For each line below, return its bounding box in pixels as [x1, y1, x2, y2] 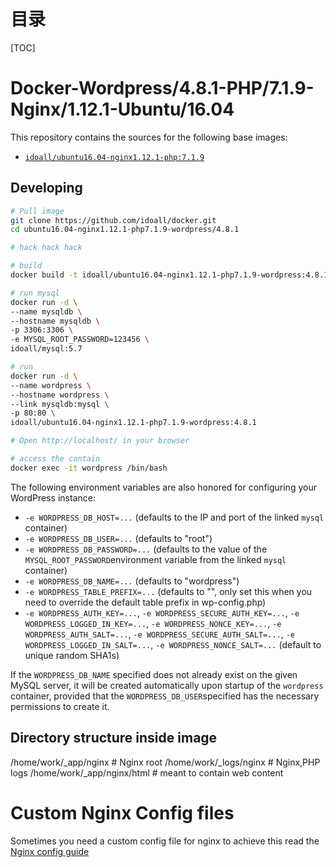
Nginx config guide [10, 845, 90, 857]
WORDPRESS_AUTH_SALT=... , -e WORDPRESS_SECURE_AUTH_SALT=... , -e [24, 628, 295, 640]
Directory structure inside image [10, 730, 218, 747]
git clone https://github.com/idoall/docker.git [10, 215, 217, 225]
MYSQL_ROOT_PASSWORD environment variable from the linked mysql [24, 553, 287, 565]
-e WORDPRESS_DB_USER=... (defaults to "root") [24, 532, 213, 544]
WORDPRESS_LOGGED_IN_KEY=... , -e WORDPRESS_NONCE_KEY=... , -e [24, 617, 282, 629]
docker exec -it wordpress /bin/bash [10, 463, 168, 473]
